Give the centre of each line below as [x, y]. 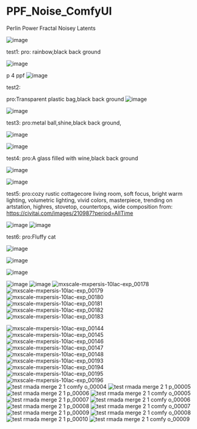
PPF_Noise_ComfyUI [59, 11]
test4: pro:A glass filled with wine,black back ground [72, 158]
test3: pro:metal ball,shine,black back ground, [64, 123]
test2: [14, 87]
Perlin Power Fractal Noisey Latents [51, 28]
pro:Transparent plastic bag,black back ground [65, 99]
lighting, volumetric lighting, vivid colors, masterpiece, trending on [89, 200]
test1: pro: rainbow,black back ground [53, 52]
